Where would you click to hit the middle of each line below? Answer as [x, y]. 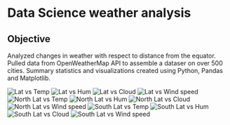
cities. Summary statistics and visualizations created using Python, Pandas [115, 71]
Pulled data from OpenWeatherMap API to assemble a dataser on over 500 [115, 63]
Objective [29, 39]
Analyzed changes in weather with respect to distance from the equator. [111, 55]
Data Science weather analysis [99, 13]
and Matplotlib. [29, 78]
